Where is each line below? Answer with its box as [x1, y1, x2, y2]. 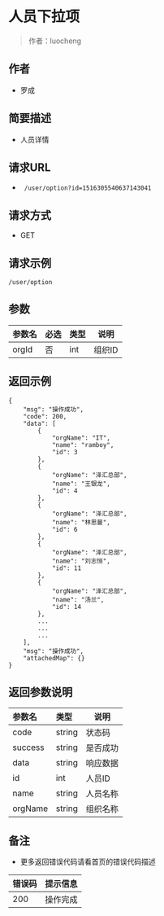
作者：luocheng [28, 36, 82, 46]
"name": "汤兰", [51, 595, 105, 603]
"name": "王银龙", [51, 480, 111, 488]
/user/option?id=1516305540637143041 [24, 184, 152, 192]
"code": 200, [23, 412, 67, 420]
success [12, 742, 45, 753]
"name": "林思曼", [51, 518, 111, 526]
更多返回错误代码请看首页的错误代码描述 [19, 857, 156, 867]
